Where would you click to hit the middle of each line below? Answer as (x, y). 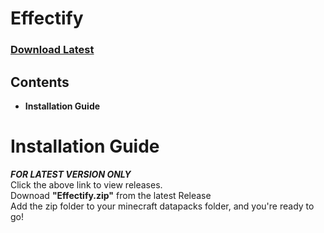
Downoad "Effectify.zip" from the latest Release (111, 195)
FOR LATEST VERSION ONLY (71, 174)
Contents (40, 82)
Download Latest (52, 50)
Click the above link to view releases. (86, 184)
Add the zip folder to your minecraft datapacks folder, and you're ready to (162, 206)
